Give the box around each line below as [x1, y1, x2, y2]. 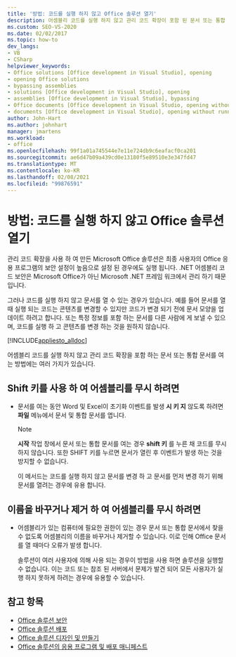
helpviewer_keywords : [7, 63, 71, 70]
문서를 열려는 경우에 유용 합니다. [17, 481, 106, 489]
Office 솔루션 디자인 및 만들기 [17, 633, 100, 642]
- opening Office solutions [7, 75, 90, 83]
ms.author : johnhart [7, 121, 68, 129]
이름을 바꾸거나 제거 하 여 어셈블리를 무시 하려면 [7, 503, 202, 515]
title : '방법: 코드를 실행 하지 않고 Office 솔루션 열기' [7, 10, 157, 18]
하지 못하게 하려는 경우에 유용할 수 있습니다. [25, 573, 145, 582]
